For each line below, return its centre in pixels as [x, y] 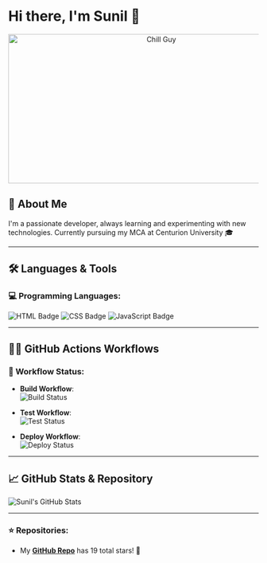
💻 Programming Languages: [65, 296]
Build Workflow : [46, 389]
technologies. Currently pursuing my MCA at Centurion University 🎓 [121, 232]
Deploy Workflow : [50, 436]
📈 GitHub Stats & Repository [81, 478]
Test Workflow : [45, 412]
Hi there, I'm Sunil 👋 [74, 16]
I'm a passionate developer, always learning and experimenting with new [127, 223]
